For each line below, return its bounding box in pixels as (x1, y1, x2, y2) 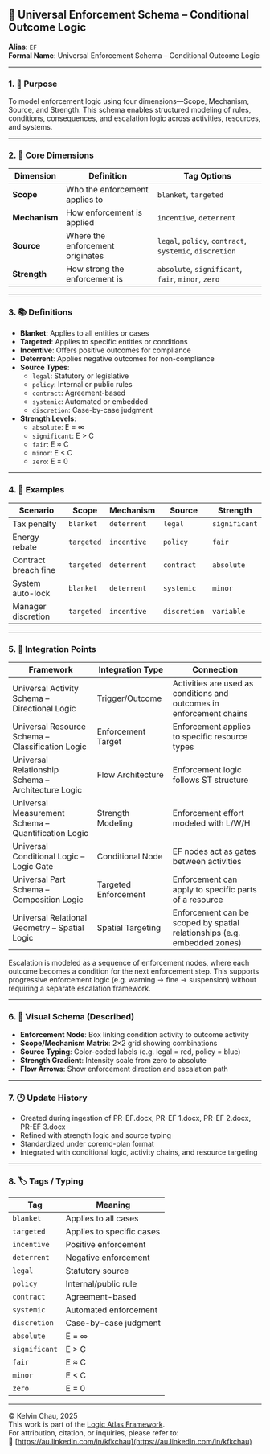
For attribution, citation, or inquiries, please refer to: (8, 1428, 179, 1438)
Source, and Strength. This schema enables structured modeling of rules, (8, 105, 252, 115)
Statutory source (65, 1265, 129, 1276)
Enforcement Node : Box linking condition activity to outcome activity (19, 1029, 249, 1039)
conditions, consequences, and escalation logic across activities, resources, (8, 113, 261, 123)
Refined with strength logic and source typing (19, 1130, 171, 1139)
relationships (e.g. (172, 927, 241, 938)
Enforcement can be (172, 907, 249, 918)
